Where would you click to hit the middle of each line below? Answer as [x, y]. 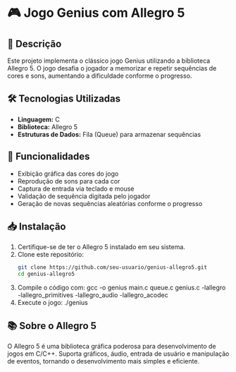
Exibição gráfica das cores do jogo [68, 174]
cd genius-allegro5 [46, 274]
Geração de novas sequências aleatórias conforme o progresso [110, 203]
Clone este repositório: [51, 255]
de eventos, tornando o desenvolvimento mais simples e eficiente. [103, 361]
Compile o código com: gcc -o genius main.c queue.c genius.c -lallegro [122, 288]
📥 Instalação [37, 227]
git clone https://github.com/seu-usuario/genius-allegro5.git [112, 268]
